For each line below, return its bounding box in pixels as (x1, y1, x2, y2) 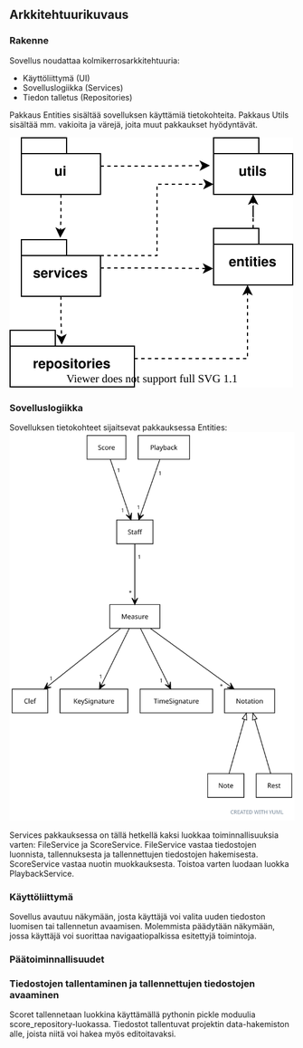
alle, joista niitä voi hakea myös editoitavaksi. (9, 1028, 176, 1040)
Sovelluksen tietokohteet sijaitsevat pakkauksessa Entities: (9, 421, 228, 433)
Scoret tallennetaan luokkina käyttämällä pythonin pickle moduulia (9, 1009, 256, 1020)
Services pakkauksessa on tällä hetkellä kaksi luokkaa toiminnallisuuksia (9, 829, 279, 841)
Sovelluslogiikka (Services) (22, 82, 124, 93)
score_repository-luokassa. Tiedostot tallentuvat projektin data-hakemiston (9, 1019, 289, 1030)
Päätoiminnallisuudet (9, 953, 105, 966)
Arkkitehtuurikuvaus (9, 7, 129, 23)
